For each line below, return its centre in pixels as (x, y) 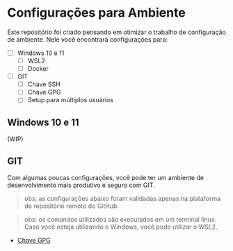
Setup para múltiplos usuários (70, 100)
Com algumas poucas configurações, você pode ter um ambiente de (105, 178)
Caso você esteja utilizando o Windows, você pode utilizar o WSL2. (121, 227)
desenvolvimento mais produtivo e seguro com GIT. (81, 185)
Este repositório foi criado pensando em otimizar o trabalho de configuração (116, 32)
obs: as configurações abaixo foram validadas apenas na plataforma (122, 199)
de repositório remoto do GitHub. (72, 206)
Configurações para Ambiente (96, 13)
